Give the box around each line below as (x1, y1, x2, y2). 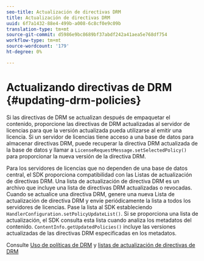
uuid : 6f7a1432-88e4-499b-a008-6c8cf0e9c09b (6, 20, 121, 26)
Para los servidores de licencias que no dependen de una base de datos (6, 164, 188, 172)
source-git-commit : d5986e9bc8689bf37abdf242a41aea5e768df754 (6, 32, 167, 38)
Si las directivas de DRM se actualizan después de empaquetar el (6, 114, 171, 121)
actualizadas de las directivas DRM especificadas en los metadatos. (6, 229, 177, 237)
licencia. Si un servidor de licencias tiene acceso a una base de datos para (6, 133, 194, 141)
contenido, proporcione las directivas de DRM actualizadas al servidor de (6, 120, 191, 127)
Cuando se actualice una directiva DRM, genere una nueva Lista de (6, 190, 175, 197)
